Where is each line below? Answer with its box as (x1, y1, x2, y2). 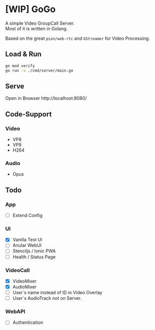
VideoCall (5, 267, 30, 274)
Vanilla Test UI (12, 237, 43, 243)
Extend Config (12, 212, 43, 218)
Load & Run (5, 50, 42, 58)
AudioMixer (12, 284, 37, 290)
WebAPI (5, 308, 26, 315)
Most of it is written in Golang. (5, 25, 68, 31)
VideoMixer (12, 278, 37, 284)
